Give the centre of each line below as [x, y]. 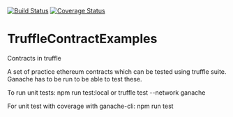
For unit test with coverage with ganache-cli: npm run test [90, 106]
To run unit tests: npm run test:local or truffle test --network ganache [106, 92]
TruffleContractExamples [82, 39]
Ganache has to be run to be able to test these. [75, 79]
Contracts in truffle [34, 58]
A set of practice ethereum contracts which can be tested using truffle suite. [117, 71]
